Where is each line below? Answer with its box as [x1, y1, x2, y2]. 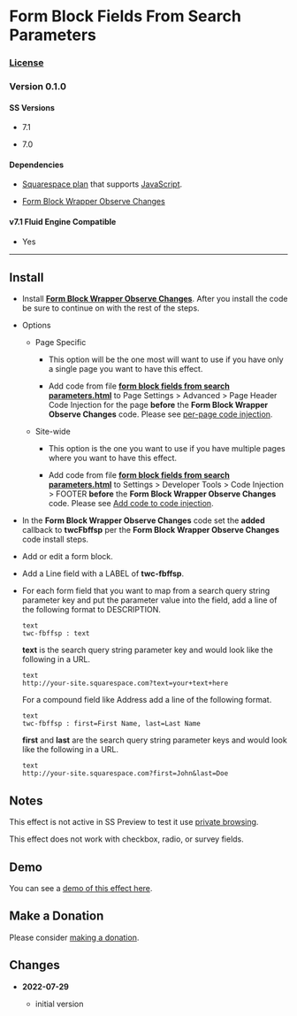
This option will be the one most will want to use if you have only [48, 354, 285, 365]
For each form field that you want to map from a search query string [21, 586, 270, 597]
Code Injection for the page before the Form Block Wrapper [48, 400, 269, 411]
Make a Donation [9, 909, 104, 924]
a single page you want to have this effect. [48, 364, 203, 374]
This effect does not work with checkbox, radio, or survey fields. [9, 834, 245, 844]
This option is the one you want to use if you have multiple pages [48, 443, 286, 454]
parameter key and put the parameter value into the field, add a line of [21, 595, 278, 605]
